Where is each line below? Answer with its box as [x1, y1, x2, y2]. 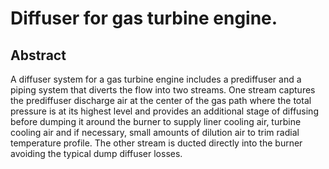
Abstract [10, 47, 67, 64]
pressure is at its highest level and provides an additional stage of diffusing [10, 105, 319, 117]
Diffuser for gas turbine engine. [10, 7, 278, 30]
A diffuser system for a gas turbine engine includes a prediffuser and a [10, 73, 302, 85]
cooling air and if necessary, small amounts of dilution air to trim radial [10, 127, 300, 138]
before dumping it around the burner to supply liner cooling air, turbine [10, 116, 302, 127]
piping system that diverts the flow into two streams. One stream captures [10, 84, 316, 96]
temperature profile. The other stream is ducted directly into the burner [10, 137, 303, 149]
